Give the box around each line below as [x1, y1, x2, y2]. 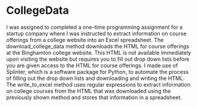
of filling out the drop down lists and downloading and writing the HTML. [6, 75, 185, 82]
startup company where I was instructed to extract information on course [6, 29, 187, 37]
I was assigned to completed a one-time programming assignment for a [6, 23, 183, 31]
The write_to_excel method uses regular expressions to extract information [6, 81, 190, 88]
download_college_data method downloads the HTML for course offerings [6, 43, 190, 50]
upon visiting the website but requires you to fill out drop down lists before [6, 55, 190, 63]
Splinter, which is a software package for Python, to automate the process [6, 68, 189, 75]
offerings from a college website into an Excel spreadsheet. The [6, 36, 164, 43]
